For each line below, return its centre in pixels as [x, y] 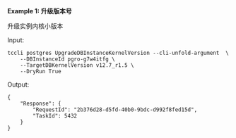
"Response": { [41, 103]
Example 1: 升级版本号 [40, 11]
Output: [18, 84]
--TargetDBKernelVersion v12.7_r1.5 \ [77, 65]
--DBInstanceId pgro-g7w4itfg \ [67, 59]
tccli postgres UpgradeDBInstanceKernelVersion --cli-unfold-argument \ [118, 53]
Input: [16, 40]
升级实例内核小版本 [35, 26]
